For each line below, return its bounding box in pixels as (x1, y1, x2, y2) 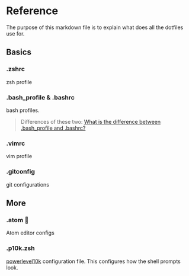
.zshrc (6, 65, 25, 73)
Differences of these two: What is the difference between (20, 118, 161, 125)
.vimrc (6, 139, 25, 147)
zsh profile (6, 78, 33, 85)
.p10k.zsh (6, 244, 35, 252)
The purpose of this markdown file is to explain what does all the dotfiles (6, 24, 184, 31)
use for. (6, 30, 25, 37)
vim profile (6, 153, 33, 160)
